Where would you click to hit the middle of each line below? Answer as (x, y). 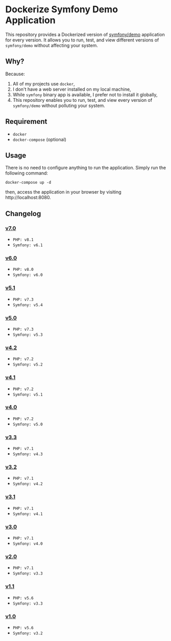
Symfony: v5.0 (28, 424)
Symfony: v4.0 (28, 544)
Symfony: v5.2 (28, 365)
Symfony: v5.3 (28, 335)
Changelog (23, 213)
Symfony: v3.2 (28, 633)
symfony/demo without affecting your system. (52, 45)
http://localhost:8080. (28, 198)
